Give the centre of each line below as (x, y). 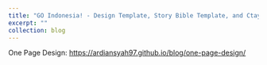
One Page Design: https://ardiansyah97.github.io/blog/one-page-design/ (127, 53)
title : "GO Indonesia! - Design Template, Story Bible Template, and (126, 15)
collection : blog (37, 30)
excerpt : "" (28, 23)
